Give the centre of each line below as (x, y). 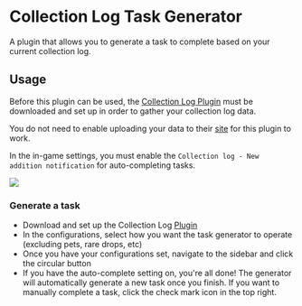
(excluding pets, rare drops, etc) (82, 245)
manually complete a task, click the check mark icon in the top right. (150, 292)
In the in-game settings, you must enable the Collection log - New (134, 155)
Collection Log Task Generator (126, 17)
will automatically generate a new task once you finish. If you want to (151, 283)
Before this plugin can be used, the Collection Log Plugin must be (131, 101)
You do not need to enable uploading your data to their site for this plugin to (151, 128)
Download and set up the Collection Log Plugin (110, 225)
